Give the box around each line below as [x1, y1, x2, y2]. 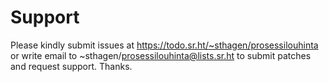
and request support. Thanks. [10, 60, 133, 72]
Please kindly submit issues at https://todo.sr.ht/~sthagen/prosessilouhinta [10, 39, 319, 51]
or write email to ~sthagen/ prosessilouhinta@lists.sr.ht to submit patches [10, 49, 312, 61]
